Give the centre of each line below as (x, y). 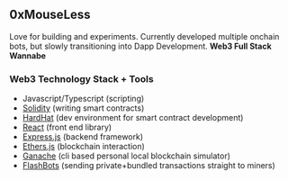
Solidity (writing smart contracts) (83, 108)
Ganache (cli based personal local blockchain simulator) (126, 156)
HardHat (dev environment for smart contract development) (133, 118)
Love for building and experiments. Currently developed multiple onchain (144, 36)
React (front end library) (67, 127)
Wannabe (28, 55)
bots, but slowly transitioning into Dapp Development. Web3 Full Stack (140, 46)
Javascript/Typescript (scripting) (83, 99)
